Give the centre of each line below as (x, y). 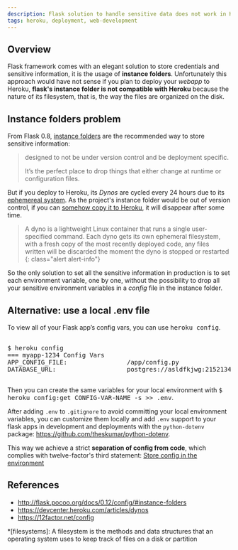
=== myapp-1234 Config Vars (56, 355)
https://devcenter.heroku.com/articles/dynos (83, 509)
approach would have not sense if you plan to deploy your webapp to (109, 82)
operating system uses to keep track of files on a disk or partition (102, 539)
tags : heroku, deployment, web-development (73, 21)
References (33, 485)
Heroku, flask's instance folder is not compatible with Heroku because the (118, 89)
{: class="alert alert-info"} (62, 259)
